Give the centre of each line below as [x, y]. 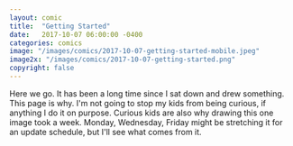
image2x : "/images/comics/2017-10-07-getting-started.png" [123, 59]
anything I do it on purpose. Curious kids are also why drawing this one [142, 113]
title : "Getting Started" [60, 26]
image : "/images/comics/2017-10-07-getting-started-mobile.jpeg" [134, 51]
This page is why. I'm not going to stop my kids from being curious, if [138, 103]
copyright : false [42, 68]
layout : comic [36, 18]
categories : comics [46, 43]
